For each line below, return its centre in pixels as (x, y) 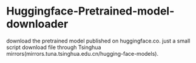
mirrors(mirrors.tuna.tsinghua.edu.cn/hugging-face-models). (83, 53)
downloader (37, 24)
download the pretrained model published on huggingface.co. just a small (98, 41)
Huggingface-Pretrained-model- (90, 11)
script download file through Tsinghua (54, 47)
